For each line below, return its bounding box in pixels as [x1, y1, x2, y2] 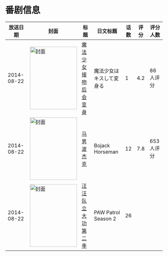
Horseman [94, 148, 118, 155]
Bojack [94, 142, 110, 149]
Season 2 [94, 215, 116, 222]
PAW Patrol [94, 208, 120, 215]
